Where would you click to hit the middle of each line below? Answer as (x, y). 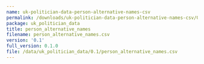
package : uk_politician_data (43, 23)
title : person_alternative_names (49, 29)
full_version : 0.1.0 (32, 46)
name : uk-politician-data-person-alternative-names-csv (78, 12)
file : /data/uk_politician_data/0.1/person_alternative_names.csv (92, 52)
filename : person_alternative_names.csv (58, 35)
